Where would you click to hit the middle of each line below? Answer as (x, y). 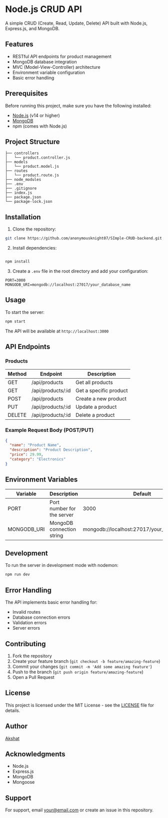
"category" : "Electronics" (38, 459)
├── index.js (19, 193)
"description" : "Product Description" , (51, 450)
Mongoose (23, 782)
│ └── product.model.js (32, 167)
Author (16, 726)
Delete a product (95, 415)
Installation (23, 217)
